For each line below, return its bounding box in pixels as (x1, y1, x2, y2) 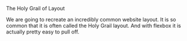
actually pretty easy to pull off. (6, 28, 80, 35)
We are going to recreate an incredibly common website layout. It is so (6, 16, 176, 23)
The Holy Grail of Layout (6, 5, 65, 12)
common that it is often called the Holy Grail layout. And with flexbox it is (6, 23, 181, 29)
